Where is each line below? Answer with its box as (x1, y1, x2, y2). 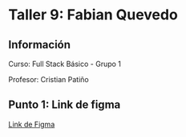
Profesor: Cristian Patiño (8, 75, 90, 84)
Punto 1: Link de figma (8, 98, 121, 112)
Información (8, 38, 71, 52)
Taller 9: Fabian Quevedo (8, 6, 178, 24)
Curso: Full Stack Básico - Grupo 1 (8, 59, 122, 68)
